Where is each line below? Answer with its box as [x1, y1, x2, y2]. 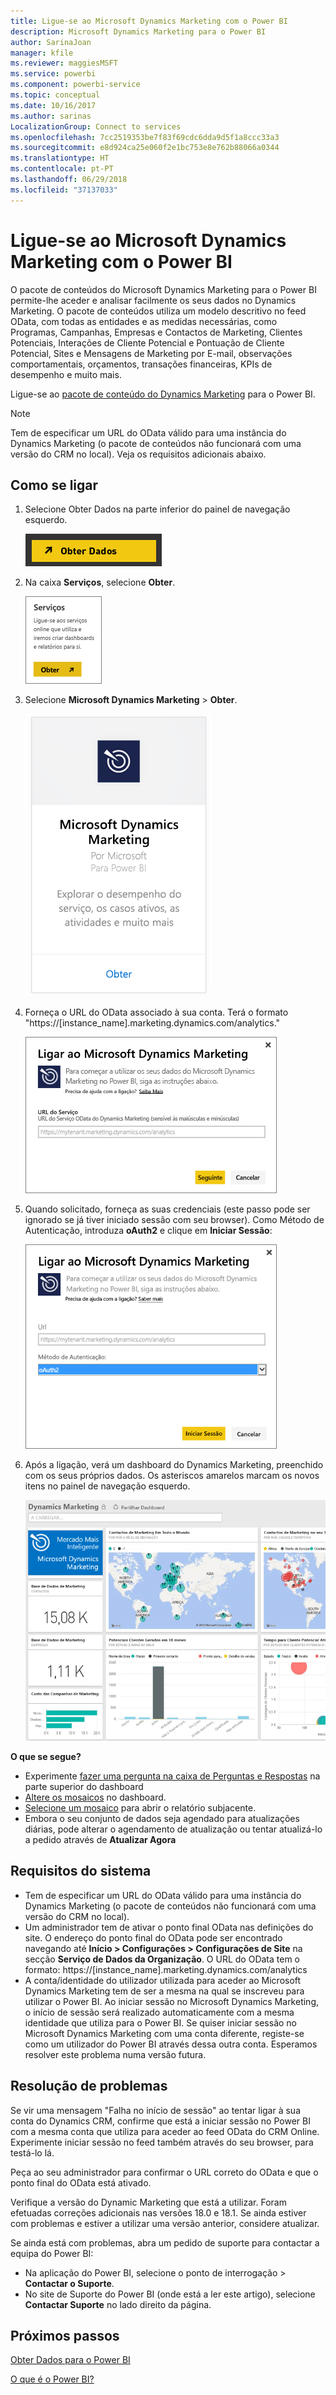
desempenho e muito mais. [10, 368, 122, 380]
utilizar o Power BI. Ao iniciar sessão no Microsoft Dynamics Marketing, [24, 1995, 320, 2007]
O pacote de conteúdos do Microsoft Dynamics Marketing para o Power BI [10, 283, 317, 295]
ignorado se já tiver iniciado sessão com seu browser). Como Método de [24, 1214, 325, 1226]
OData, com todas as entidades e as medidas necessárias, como [10, 315, 278, 327]
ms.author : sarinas [10, 111, 92, 121]
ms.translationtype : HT [10, 153, 110, 164]
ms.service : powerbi [10, 69, 97, 79]
